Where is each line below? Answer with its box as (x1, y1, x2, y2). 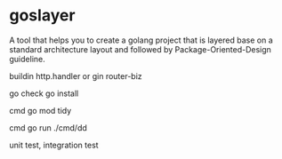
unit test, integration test (9, 139, 100, 150)
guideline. (9, 53, 46, 64)
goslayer (9, 5, 76, 26)
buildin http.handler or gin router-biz (9, 70, 142, 81)
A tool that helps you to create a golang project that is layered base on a (9, 35, 273, 45)
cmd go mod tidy (9, 105, 72, 115)
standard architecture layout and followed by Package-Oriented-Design (9, 44, 271, 54)
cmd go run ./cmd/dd (9, 122, 87, 133)
